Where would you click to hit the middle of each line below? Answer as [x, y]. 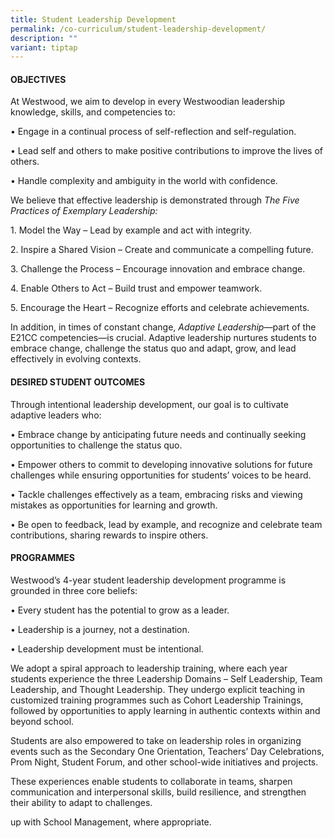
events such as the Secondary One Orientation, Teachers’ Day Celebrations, [167, 751]
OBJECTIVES [38, 79]
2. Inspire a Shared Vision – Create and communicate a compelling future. [162, 250]
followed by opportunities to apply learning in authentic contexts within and [165, 710]
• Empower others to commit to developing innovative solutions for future [161, 464]
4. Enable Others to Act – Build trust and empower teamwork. [136, 288]
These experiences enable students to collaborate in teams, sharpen [151, 781]
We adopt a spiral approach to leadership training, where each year [149, 668]
